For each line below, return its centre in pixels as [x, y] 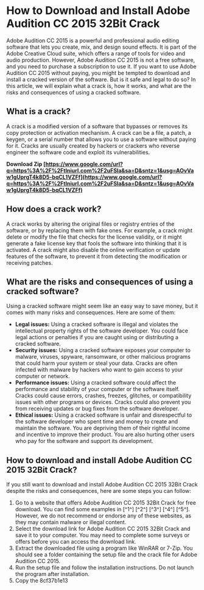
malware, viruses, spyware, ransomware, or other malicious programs [103, 357]
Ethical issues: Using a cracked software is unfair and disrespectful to [104, 415]
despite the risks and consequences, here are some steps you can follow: [99, 491]
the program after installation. [52, 574]
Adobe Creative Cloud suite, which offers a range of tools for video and [96, 53]
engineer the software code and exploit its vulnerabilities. [78, 152]
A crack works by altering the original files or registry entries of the [90, 224]
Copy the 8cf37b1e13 [41, 581]
